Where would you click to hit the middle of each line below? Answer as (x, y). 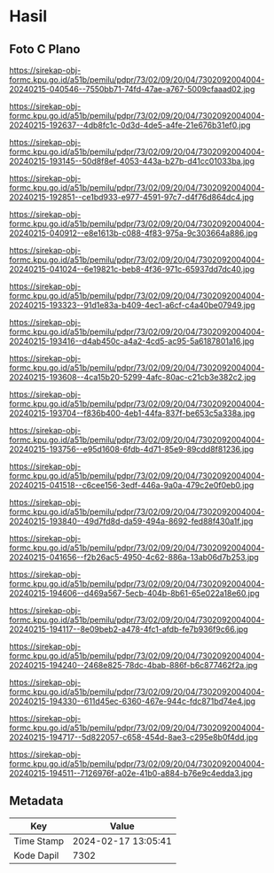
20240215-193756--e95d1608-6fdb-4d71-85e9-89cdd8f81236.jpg (132, 449)
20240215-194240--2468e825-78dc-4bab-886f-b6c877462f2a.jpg (133, 665)
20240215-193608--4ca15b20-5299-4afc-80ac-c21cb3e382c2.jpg (133, 377)
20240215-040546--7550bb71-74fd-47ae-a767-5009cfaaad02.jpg (132, 89)
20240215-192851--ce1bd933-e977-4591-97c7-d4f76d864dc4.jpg (132, 197)
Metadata (36, 801)
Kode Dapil (36, 855)
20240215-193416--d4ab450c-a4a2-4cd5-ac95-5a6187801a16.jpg (132, 341)
